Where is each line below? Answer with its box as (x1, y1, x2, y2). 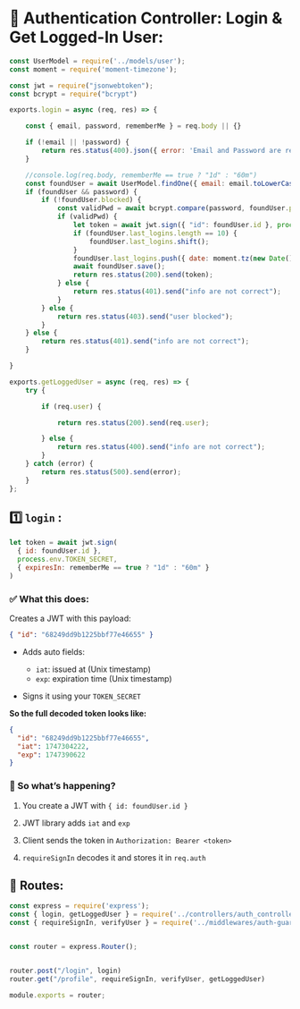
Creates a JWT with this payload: (9, 613, 131, 624)
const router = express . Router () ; (9, 943, 138, 952)
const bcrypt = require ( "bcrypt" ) (9, 89, 138, 98)
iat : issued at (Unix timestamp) (35, 664, 152, 674)
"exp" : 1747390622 (17, 750, 87, 759)
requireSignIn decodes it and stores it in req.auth (21, 852, 207, 862)
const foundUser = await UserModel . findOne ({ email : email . (25, 179, 254, 188)
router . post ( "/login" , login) (9, 966, 122, 975)
